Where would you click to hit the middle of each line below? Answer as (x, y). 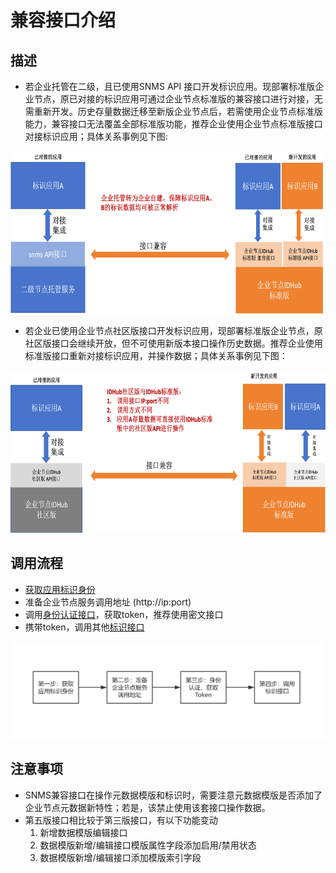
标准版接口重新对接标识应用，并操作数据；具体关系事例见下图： (156, 355)
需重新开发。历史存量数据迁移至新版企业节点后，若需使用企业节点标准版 (173, 111)
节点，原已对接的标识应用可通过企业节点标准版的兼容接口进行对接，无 (178, 99)
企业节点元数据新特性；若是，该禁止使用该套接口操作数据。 (147, 807)
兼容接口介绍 (63, 20)
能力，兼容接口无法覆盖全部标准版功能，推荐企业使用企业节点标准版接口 (173, 124)
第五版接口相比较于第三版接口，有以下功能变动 (121, 820)
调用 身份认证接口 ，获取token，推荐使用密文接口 (124, 614)
